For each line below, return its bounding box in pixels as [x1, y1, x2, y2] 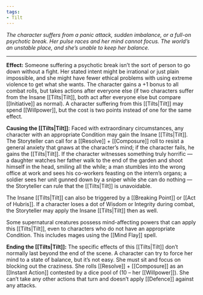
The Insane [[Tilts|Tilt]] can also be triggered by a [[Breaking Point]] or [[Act [6, 194, 196, 201]
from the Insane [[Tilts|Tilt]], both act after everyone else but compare [6, 93, 181, 100]
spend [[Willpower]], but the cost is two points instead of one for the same [6, 106, 192, 114]
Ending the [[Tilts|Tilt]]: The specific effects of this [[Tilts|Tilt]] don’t [6, 243, 178, 250]
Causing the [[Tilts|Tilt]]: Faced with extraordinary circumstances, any [6, 125, 184, 132]
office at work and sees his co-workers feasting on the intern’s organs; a [6, 169, 187, 177]
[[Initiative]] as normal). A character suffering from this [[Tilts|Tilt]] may [6, 100, 184, 107]
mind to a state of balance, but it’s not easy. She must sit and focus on [6, 256, 181, 263]
